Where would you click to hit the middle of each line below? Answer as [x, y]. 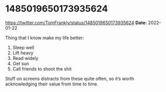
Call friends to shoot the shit [42, 69]
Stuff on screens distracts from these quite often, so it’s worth [70, 78]
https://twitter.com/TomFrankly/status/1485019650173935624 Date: [76, 23]
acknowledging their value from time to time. [52, 84]
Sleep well [23, 47]
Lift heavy [23, 53]
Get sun [21, 63]
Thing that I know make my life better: [45, 38]
